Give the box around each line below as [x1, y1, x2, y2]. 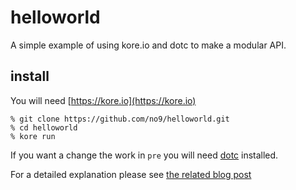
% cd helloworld [10, 122, 78, 133]
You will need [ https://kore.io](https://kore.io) [10, 94, 197, 106]
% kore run [10, 131, 56, 141]
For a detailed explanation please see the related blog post [10, 168, 252, 180]
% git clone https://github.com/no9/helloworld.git [10, 114, 230, 124]
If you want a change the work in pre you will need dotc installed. [10, 149, 279, 161]
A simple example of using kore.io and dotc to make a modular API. [10, 39, 287, 51]
